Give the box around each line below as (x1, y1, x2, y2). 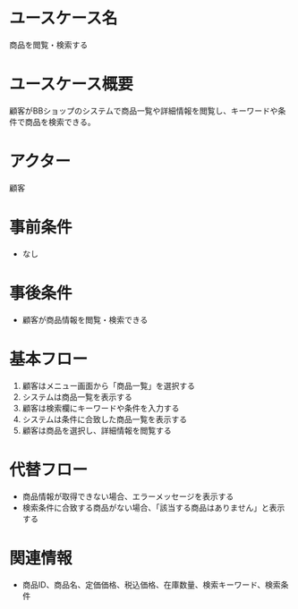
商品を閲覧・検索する (9, 39, 88, 50)
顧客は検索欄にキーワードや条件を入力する (21, 402, 180, 413)
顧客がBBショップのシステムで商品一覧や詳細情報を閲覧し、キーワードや (9, 105, 278, 116)
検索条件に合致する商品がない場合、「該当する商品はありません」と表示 (21, 502, 285, 512)
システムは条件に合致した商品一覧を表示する (21, 413, 188, 425)
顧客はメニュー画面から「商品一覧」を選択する (21, 380, 195, 391)
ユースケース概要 (9, 74, 134, 95)
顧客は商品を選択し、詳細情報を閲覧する (21, 425, 172, 436)
